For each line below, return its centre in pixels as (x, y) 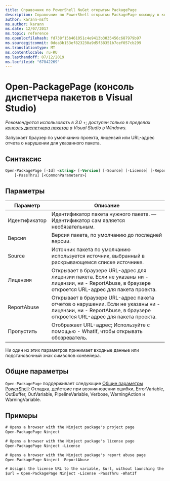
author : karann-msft (27, 19)
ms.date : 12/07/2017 (27, 29)
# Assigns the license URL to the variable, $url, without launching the (85, 469)
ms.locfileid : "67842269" (32, 62)
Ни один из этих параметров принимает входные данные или (72, 350)
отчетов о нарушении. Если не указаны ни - (106, 304)
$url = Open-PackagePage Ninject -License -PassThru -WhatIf (71, 474)
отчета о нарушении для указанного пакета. (53, 143)
